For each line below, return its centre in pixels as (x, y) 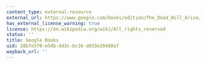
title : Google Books (33, 40)
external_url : (25, 18)
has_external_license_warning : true (53, 23)
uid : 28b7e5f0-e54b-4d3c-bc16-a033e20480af (63, 46)
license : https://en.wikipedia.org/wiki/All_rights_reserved (86, 29)
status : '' (20, 35)
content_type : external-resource (49, 12)
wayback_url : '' (27, 52)
